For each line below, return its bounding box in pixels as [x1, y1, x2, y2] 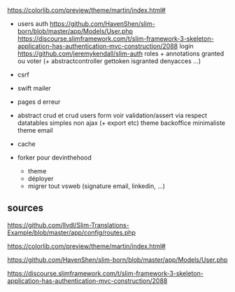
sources [7, 202, 44, 214]
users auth [17, 20, 49, 27]
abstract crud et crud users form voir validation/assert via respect [17, 112, 208, 119]
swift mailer [17, 84, 51, 92]
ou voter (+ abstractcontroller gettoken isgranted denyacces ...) [17, 57, 201, 65]
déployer [27, 175, 54, 182]
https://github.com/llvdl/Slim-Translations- [7, 220, 129, 229]
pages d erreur [17, 98, 61, 106]
